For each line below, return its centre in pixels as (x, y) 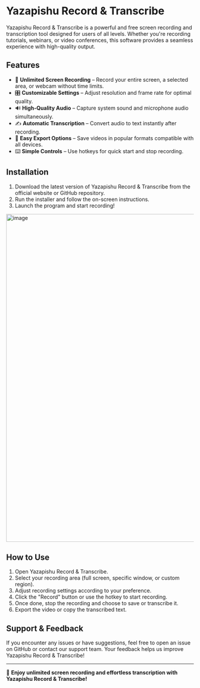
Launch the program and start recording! (65, 205)
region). (24, 584)
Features (23, 65)
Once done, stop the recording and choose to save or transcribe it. (96, 603)
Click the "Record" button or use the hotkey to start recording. (91, 597)
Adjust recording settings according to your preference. (83, 591)
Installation (27, 172)
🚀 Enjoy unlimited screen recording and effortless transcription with (92, 672)
